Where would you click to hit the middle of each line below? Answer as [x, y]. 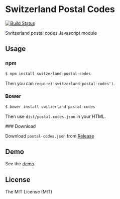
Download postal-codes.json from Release [50, 136]
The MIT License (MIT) [29, 192]
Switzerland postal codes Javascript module [51, 33]
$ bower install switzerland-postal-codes [50, 107]
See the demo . [20, 164]
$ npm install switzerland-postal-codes [48, 74]
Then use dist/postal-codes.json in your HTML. [56, 116]
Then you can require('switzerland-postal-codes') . [60, 83]
